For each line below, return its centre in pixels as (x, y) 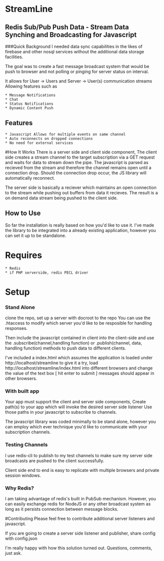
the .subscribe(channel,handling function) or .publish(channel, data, (73, 343)
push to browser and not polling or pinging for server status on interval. (77, 71)
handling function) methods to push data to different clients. (66, 348)
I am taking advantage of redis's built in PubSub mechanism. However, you (81, 498)
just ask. (13, 553)
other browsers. (21, 378)
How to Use (23, 213)
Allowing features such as (31, 86)
